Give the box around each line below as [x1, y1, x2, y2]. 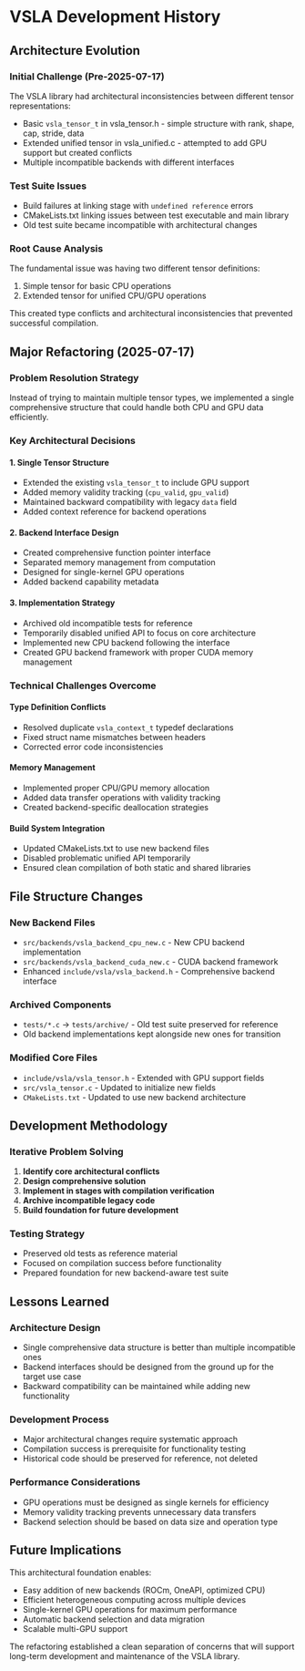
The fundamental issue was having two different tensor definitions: [9, 263, 261, 274]
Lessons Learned [9, 1294, 109, 1309]
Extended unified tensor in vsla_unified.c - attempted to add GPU [22, 137, 267, 148]
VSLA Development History [9, 6, 221, 27]
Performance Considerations [9, 1476, 141, 1489]
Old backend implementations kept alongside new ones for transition [22, 1028, 281, 1040]
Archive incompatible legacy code [22, 1195, 156, 1206]
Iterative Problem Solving [9, 1145, 125, 1158]
